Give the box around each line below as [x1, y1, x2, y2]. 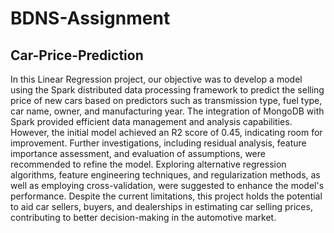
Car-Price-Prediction [10, 47, 144, 64]
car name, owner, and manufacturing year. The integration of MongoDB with [10, 105, 325, 117]
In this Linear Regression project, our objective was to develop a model [10, 73, 303, 85]
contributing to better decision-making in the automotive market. [10, 212, 277, 223]
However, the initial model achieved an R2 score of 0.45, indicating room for [10, 127, 323, 138]
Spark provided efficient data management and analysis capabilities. [10, 116, 293, 127]
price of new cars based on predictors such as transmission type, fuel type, [10, 95, 323, 106]
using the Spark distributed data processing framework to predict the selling [10, 84, 325, 96]
